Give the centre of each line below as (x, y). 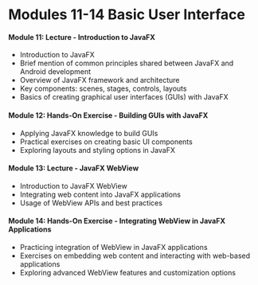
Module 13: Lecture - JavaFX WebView (74, 168)
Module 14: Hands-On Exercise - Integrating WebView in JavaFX (117, 221)
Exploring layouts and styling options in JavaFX (97, 150)
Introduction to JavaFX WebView (73, 185)
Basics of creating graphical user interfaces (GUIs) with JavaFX (124, 97)
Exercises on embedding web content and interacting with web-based (135, 256)
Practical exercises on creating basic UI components (106, 142)
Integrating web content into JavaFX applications (100, 194)
